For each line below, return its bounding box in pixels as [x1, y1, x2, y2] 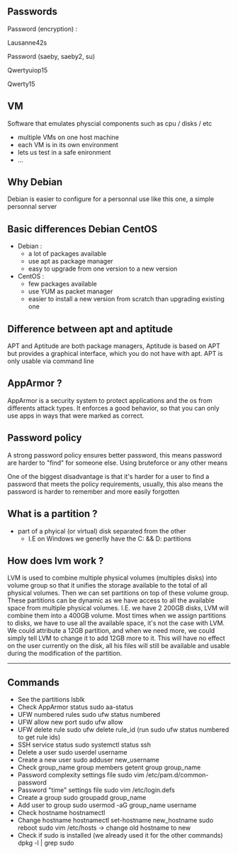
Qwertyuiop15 [7, 65, 48, 74]
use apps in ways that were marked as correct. [7, 411, 144, 420]
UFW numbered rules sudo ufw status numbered [17, 710, 161, 719]
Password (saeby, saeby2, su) [7, 52, 96, 60]
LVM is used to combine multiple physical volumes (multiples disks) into [7, 573, 217, 582]
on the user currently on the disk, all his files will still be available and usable [7, 642, 230, 650]
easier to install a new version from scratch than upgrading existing [28, 295, 225, 303]
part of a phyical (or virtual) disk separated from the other [17, 526, 186, 535]
